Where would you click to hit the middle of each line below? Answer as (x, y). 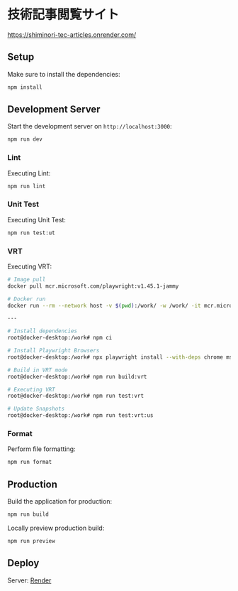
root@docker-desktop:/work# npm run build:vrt (77, 376)
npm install (25, 87)
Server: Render (29, 580)
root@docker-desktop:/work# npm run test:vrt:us (80, 416)
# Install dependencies (42, 331)
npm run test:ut (31, 233)
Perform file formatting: (41, 449)
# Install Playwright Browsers (53, 351)
